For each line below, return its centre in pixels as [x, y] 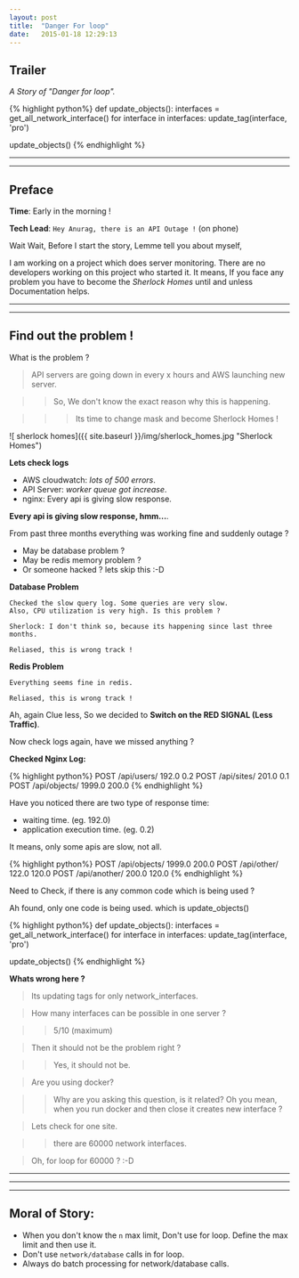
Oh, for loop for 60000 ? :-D [82, 1160]
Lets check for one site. [74, 1126]
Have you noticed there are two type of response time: [109, 802]
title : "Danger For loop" [59, 26]
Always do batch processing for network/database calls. [125, 1263]
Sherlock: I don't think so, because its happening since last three [141, 626]
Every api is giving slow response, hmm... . [89, 516]
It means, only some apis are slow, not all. [85, 846]
